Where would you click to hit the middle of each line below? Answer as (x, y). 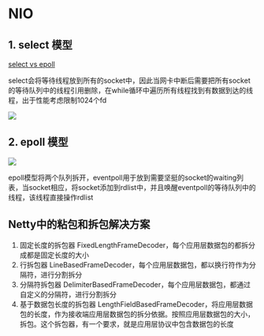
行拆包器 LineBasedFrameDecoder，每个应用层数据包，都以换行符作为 (134, 264)
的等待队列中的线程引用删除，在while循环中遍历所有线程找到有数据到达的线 (131, 90)
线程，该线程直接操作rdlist (51, 197)
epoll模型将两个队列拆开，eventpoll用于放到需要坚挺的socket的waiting (123, 177)
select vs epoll (32, 64)
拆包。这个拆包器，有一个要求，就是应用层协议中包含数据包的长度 (126, 323)
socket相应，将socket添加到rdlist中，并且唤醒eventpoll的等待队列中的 (142, 187)
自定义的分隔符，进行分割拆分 (68, 294)
